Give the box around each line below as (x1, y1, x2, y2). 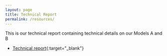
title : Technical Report (5, 12, 57, 17)
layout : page (5, 7, 32, 12)
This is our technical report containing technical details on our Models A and (5, 30, 162, 36)
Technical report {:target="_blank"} (12, 45, 84, 51)
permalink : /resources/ (5, 16, 55, 21)
